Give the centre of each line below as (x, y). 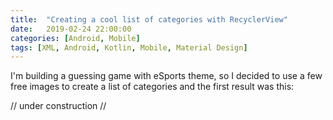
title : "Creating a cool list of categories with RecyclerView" (149, 19)
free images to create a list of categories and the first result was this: (152, 87)
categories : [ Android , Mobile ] (75, 38)
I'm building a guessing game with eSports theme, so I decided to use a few (166, 76)
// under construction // (58, 106)
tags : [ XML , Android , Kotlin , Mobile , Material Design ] (129, 47)
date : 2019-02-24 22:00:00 (71, 29)
